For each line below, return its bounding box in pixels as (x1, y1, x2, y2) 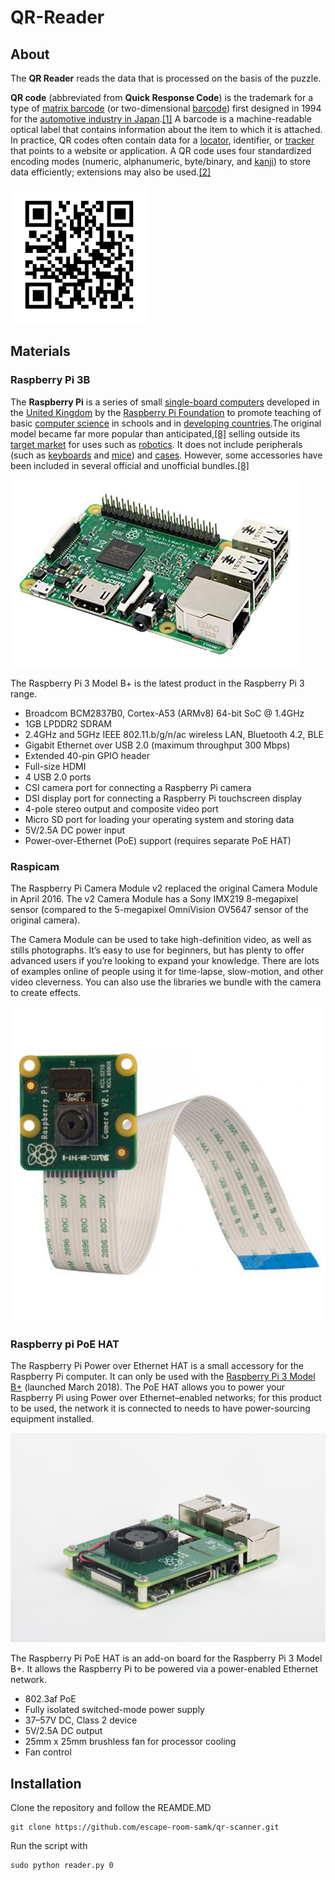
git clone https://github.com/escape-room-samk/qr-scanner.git (10, 1822, 280, 1833)
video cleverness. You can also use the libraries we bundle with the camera (10, 976, 322, 988)
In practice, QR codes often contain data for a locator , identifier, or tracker (10, 134, 315, 146)
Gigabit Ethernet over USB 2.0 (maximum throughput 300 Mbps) (24, 739, 291, 751)
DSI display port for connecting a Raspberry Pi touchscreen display (24, 792, 303, 804)
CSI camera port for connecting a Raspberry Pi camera (24, 781, 252, 793)
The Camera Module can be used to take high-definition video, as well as (10, 933, 312, 945)
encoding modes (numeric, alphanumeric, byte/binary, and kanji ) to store (10, 156, 312, 167)
